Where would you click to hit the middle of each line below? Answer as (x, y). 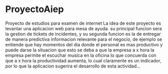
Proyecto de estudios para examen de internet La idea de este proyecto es (83, 23)
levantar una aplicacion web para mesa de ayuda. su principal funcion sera (84, 28)
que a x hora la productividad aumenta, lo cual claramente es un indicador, (83, 60)
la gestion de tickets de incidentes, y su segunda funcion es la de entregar (83, 34)
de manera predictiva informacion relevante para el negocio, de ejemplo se (84, 39)
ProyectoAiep (35, 9)
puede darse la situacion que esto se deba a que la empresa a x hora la (80, 50)
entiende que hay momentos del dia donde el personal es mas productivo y (84, 44)
